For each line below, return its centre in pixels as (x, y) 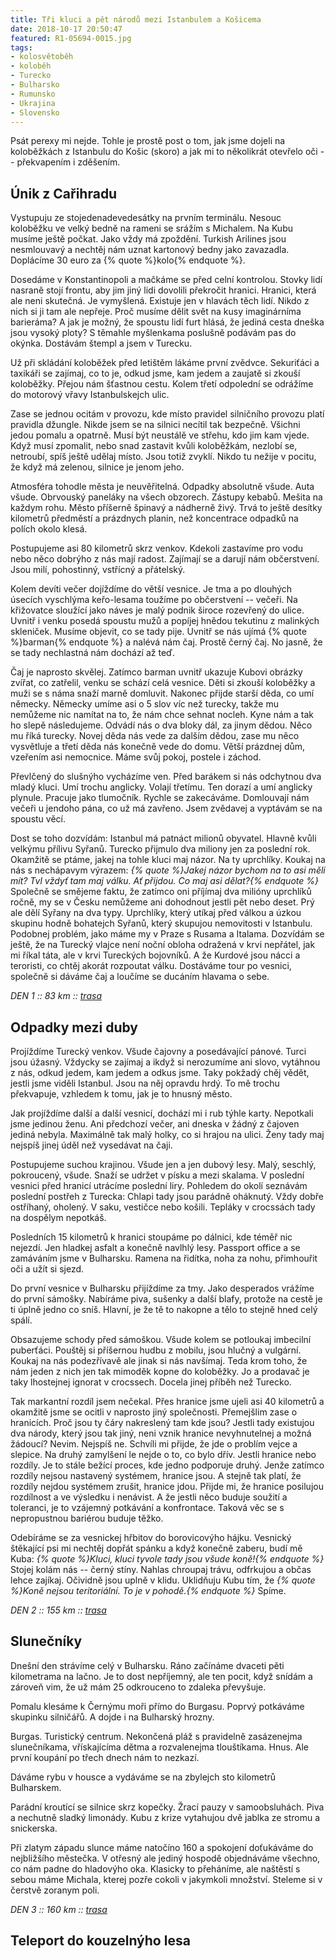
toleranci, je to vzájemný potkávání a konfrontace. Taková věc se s (147, 1507)
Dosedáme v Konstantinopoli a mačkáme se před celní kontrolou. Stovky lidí (166, 280)
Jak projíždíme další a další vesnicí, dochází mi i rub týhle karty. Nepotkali (162, 1113)
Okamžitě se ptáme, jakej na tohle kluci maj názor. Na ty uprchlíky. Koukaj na (168, 860)
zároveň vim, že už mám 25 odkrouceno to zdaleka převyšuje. (138, 1687)
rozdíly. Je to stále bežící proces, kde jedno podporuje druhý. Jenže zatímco (167, 1465)
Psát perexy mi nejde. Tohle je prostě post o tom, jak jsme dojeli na (148, 141)
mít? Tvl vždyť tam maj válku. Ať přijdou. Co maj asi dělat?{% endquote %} (164, 881)
